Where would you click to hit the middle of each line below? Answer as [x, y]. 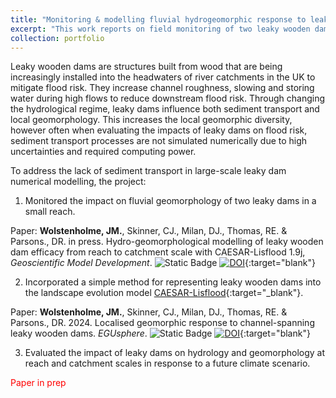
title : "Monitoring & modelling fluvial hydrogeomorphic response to [158, 19]
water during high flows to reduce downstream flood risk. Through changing [168, 98]
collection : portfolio [57, 38]
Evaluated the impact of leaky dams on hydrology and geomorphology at [175, 353]
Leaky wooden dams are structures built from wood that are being [146, 67]
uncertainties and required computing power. [103, 152]
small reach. [50, 212]
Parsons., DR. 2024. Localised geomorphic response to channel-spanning [162, 323]
